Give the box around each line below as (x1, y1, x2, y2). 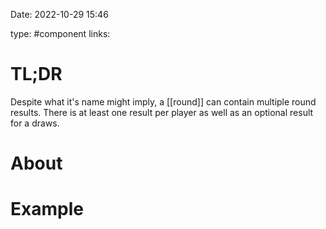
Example (10, 198, 84, 221)
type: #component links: (10, 28, 111, 39)
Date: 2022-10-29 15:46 (10, 9, 109, 20)
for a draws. (10, 117, 60, 129)
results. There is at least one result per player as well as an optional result (10, 106, 314, 118)
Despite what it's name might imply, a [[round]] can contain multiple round (10, 95, 317, 108)
